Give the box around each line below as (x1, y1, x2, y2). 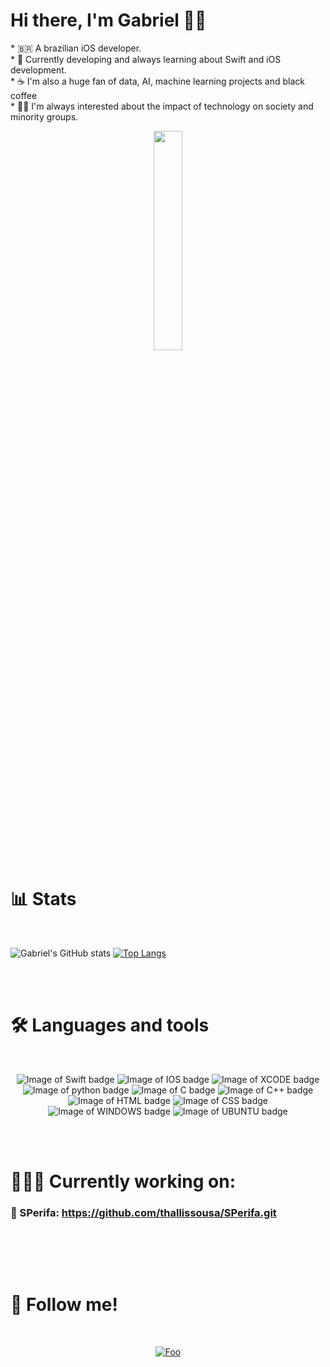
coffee (10, 89, 38, 101)
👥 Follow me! (10, 1294, 118, 1316)
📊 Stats (10, 888, 77, 911)
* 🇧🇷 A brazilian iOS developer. (10, 42, 142, 54)
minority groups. (10, 110, 79, 123)
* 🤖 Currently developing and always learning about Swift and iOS (10, 53, 282, 65)
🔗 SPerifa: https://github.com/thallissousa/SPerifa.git (10, 1205, 277, 1219)
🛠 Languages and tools (10, 1014, 210, 1037)
